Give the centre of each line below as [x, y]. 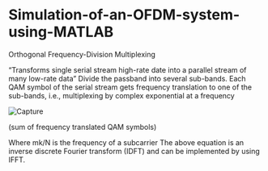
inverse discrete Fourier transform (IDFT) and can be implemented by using [134, 151]
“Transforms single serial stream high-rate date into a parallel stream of [128, 69]
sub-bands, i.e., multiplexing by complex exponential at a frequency [121, 95]
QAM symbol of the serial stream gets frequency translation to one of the [130, 87]
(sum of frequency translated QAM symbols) [83, 127]
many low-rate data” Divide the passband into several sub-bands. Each [127, 78]
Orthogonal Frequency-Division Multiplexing [82, 54]
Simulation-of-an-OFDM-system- [124, 15]
